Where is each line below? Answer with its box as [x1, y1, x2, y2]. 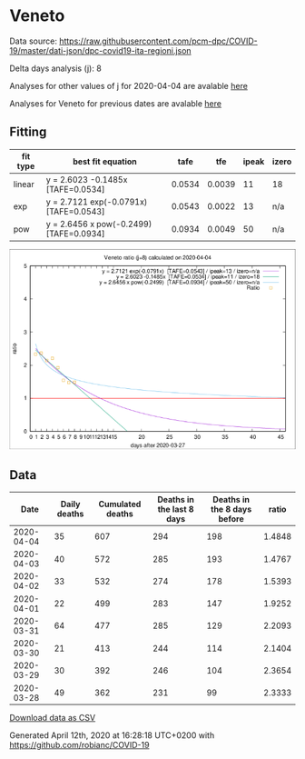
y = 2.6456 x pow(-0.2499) [45, 219, 152, 229]
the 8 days [210, 504, 252, 514]
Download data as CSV [9, 713, 96, 724]
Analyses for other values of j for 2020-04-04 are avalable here [9, 80, 248, 91]
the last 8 [157, 504, 194, 514]
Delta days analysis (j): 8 [9, 63, 102, 74]
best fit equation [72, 155, 138, 166]
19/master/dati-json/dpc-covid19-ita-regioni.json [9, 45, 192, 55]
